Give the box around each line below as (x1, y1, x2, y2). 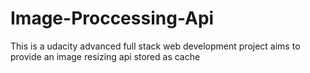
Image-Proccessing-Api (10, 7, 215, 30)
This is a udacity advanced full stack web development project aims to (10, 40, 301, 52)
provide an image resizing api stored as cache (10, 50, 201, 62)
